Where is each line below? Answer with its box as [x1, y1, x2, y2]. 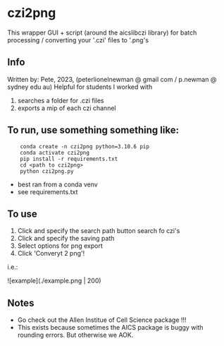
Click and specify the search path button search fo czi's [17, 227, 180, 235]
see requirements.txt [17, 187, 78, 196]
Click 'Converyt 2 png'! [17, 249, 85, 258]
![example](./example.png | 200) [7, 277, 101, 285]
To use [7, 208, 37, 220]
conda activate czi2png [20, 149, 90, 156]
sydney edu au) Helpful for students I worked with [7, 83, 153, 91]
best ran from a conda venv [17, 180, 99, 189]
